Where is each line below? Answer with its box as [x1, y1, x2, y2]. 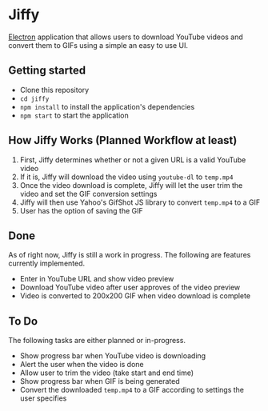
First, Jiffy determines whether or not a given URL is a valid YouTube [19, 154, 246, 165]
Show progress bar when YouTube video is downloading [19, 351, 206, 361]
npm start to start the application [19, 110, 130, 120]
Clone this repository [19, 85, 90, 94]
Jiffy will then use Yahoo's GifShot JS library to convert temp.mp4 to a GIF [19, 198, 261, 207]
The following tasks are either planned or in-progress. [8, 336, 186, 345]
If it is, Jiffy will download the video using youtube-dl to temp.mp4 [19, 172, 234, 182]
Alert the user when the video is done [19, 360, 144, 369]
